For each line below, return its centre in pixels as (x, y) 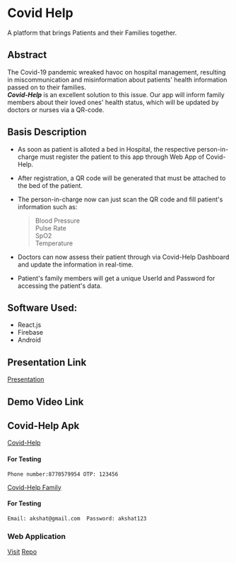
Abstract (27, 55)
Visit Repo (22, 552)
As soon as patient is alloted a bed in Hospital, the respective (106, 149)
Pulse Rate (51, 228)
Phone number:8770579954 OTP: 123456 (63, 474)
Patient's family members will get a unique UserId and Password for (116, 278)
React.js (29, 325)
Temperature (54, 243)
